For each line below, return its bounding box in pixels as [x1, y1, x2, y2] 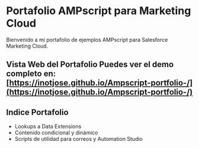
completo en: [6, 69, 56, 79]
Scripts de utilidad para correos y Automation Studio [14, 136, 143, 143]
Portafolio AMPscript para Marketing [6, 4, 191, 18]
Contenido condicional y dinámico [14, 129, 98, 136]
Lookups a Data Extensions [14, 123, 82, 130]
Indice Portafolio [6, 107, 69, 117]
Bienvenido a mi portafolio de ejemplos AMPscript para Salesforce [6, 36, 168, 43]
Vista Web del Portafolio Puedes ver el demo [6, 60, 174, 70]
